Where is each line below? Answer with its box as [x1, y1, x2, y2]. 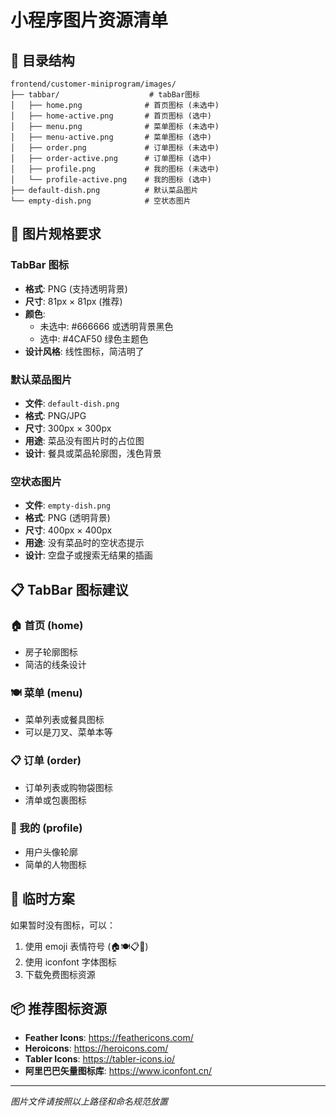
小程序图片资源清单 [10, 9, 169, 32]
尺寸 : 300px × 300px [24, 422, 112, 434]
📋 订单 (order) [10, 754, 82, 768]
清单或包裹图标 [24, 794, 87, 806]
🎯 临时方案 [10, 891, 75, 908]
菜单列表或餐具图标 [24, 714, 105, 726]
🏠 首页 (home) [10, 618, 84, 632]
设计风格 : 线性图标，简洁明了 [24, 345, 145, 357]
